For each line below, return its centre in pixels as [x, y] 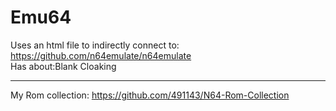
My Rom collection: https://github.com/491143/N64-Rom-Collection [150, 95]
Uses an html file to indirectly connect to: [95, 45]
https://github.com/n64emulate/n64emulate [101, 55]
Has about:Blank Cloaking [63, 66]
